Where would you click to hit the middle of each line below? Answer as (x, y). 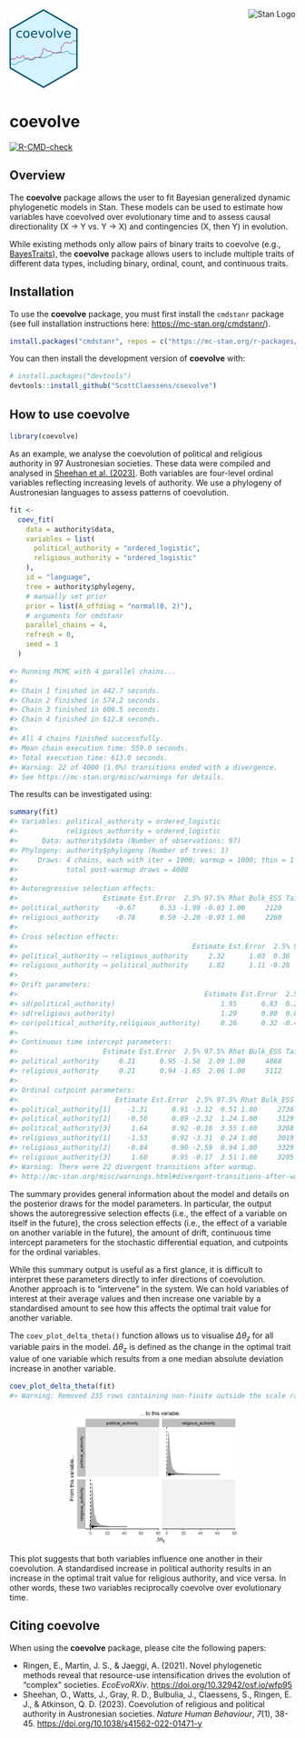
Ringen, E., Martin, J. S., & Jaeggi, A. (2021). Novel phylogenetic (142, 1665)
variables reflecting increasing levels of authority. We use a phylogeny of (146, 483)
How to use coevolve (69, 414)
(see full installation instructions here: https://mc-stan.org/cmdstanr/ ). (140, 324)
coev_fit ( (36, 519)
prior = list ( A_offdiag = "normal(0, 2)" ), (109, 606)
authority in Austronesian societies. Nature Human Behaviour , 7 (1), (148, 1713)
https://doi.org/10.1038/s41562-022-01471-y (119, 1723)
